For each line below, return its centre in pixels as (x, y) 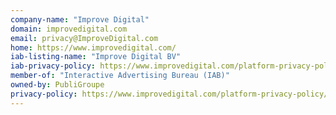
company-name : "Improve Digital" (80, 19)
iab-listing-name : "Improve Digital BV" (96, 57)
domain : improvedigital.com (69, 29)
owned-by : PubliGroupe (57, 85)
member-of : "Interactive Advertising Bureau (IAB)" (120, 76)
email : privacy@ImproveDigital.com (84, 38)
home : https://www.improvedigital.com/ (93, 47)
